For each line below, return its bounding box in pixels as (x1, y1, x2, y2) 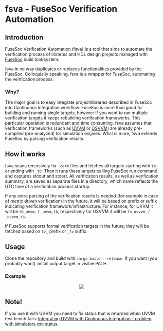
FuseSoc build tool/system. (5, 57, 60, 62)
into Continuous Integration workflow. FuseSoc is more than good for (5, 105, 144, 111)
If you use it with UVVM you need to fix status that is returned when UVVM (5, 311, 155, 316)
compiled (5, 131, 24, 136)
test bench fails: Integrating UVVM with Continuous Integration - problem (5, 316, 152, 322)
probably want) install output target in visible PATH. (5, 260, 108, 266)
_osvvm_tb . (5, 214, 26, 220)
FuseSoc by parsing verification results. (5, 136, 85, 142)
